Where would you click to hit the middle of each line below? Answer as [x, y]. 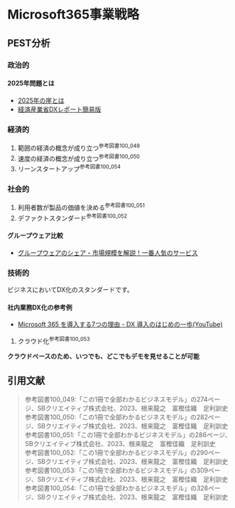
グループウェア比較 [35, 236]
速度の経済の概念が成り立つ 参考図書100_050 [78, 158]
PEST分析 [29, 43]
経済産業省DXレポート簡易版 [59, 109]
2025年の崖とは [41, 100]
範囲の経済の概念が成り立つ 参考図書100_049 [79, 147]
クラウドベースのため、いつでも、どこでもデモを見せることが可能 [104, 356]
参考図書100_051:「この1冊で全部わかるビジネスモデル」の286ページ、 [128, 435]
